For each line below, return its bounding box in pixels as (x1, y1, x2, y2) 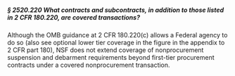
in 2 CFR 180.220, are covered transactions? (7, 13, 141, 21)
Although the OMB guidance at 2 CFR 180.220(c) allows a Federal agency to (7, 30, 228, 39)
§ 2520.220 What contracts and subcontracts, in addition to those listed (7, 6, 224, 14)
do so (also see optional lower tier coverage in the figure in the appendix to (7, 38, 225, 46)
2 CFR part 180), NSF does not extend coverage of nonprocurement (7, 46, 204, 54)
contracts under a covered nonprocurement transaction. (7, 61, 170, 69)
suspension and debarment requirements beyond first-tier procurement (7, 53, 215, 61)
